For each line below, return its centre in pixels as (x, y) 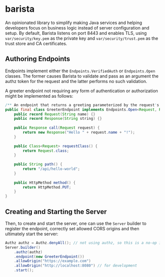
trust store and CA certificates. (36, 43)
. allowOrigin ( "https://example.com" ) (53, 261)
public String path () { (38, 165)
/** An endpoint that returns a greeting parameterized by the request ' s (82, 105)
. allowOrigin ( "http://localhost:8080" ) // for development (76, 266)
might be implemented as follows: (39, 96)
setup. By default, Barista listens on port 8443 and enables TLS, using (76, 33)
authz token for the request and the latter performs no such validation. (76, 81)
